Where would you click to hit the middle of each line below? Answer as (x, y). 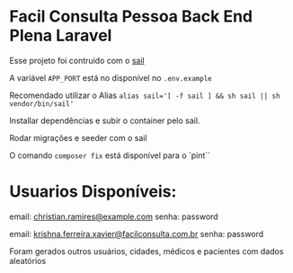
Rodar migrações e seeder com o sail (78, 137)
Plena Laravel (61, 35)
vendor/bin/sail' (42, 104)
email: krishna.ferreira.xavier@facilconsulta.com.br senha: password (137, 233)
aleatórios (28, 260)
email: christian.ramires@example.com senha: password (114, 216)
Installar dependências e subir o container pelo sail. (105, 120)
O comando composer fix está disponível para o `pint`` (110, 155)
